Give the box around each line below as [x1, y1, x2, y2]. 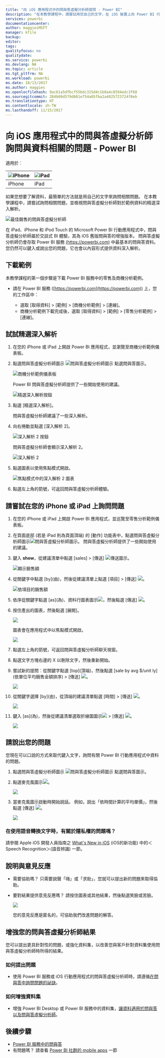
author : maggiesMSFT [5, 26, 48, 30]
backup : [5, 35, 22, 40]
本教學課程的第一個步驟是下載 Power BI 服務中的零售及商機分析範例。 [5, 275, 146, 281]
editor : [5, 39, 22, 44]
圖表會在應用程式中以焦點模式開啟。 [12, 627, 86, 633]
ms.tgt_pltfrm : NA [5, 71, 43, 76]
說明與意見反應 [5, 862, 51, 870]
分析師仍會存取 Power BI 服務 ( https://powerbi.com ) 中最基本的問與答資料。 [5, 239, 159, 245]
